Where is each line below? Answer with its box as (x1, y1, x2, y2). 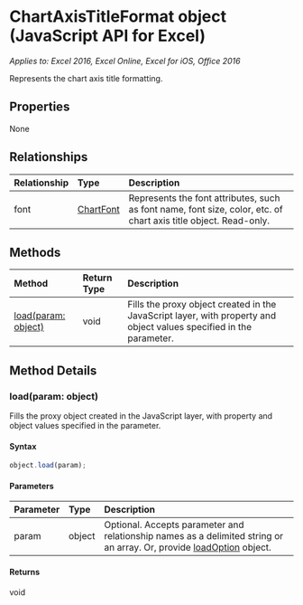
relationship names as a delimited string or (103, 530, 284, 543)
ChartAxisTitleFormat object (9, 6, 227, 27)
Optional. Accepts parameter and (103, 518, 245, 531)
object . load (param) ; (9, 461, 87, 470)
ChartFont (77, 203, 120, 215)
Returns (9, 566, 41, 577)
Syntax (9, 440, 37, 451)
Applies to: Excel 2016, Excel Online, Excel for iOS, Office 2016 (9, 55, 241, 66)
